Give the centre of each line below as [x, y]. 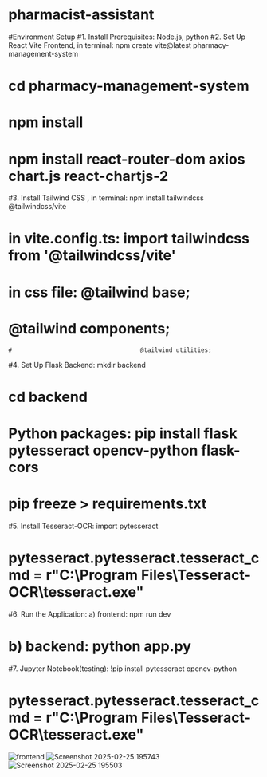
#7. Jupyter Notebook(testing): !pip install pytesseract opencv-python [123, 669]
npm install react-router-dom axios [127, 159]
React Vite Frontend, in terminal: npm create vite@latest [100, 45]
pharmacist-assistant [81, 15]
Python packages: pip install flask [123, 433]
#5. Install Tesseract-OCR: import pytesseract [83, 526]
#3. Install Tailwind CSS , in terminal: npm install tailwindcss [106, 198]
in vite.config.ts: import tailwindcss [129, 239]
